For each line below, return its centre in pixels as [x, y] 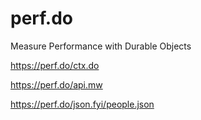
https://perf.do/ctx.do [55, 65]
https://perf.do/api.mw [56, 84]
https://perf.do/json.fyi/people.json [82, 104]
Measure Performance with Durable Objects [101, 46]
